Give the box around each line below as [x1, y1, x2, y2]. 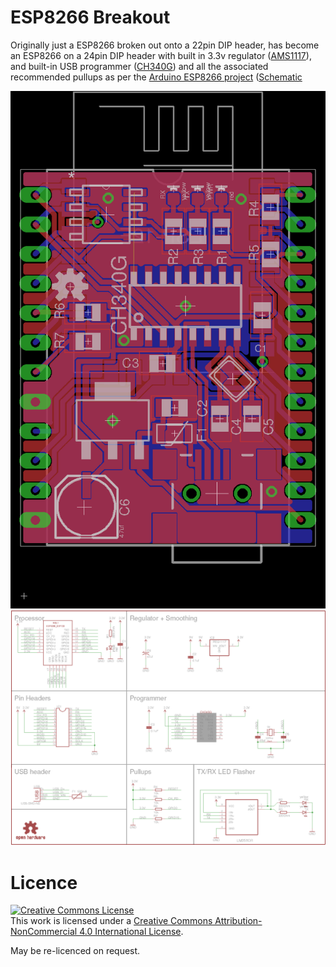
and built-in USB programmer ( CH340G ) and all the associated [10, 60, 269, 72]
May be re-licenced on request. [10, 945, 141, 957]
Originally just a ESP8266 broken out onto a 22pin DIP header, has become [10, 39, 320, 51]
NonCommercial [10, 926, 78, 938]
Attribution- [214, 915, 263, 927]
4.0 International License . [79, 926, 184, 938]
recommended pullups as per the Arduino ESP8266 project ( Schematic [10, 71, 303, 83]
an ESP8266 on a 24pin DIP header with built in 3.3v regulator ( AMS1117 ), [10, 49, 312, 61]
